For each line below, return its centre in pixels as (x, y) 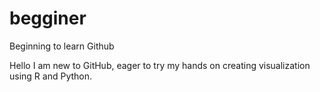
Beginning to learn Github (62, 46)
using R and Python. (51, 76)
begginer (48, 18)
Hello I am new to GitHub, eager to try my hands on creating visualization (160, 65)
